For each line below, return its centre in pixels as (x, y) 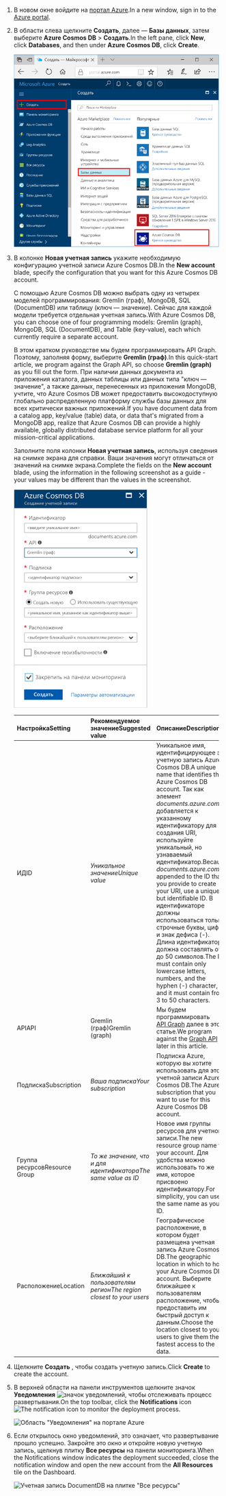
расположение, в (181, 1228)
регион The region (116, 1289)
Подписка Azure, (181, 1055)
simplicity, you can (183, 1196)
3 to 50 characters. (183, 1001)
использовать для (183, 1070)
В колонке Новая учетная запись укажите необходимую (97, 258)
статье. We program (184, 1031)
